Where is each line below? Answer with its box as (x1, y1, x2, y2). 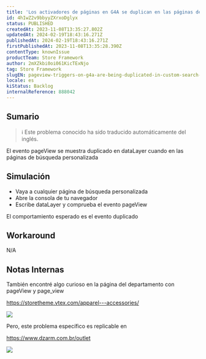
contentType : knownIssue (6, 49, 70, 55)
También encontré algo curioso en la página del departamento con (6, 280, 175, 288)
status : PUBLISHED (6, 20, 53, 26)
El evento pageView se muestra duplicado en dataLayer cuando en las (6, 147, 184, 154)
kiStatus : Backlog (6, 83, 53, 90)
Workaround (6, 230, 56, 241)
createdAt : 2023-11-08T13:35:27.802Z (6, 26, 103, 33)
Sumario (6, 112, 40, 122)
